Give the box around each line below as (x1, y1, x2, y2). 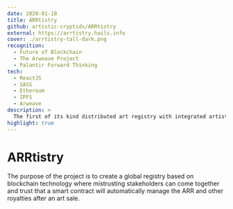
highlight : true (7, 119, 54, 127)
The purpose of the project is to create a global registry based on (7, 172, 194, 181)
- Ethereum (13, 87, 45, 94)
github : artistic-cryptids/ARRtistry (7, 23, 116, 30)
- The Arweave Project (13, 55, 79, 62)
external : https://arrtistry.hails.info (7, 29, 126, 37)
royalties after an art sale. (7, 194, 80, 203)
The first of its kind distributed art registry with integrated (13, 113, 207, 120)
